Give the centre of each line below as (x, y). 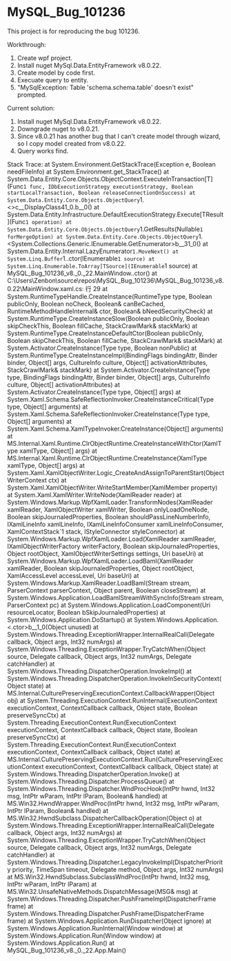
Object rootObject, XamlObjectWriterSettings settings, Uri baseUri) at (105, 553)
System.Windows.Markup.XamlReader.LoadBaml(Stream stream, (99, 583)
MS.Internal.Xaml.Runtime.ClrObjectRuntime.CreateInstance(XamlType (107, 458)
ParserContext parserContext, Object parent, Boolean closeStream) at (107, 590)
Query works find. (43, 151)
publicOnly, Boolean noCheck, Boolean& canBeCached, (86, 304)
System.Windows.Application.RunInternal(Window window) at (95, 928)
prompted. (32, 95)
